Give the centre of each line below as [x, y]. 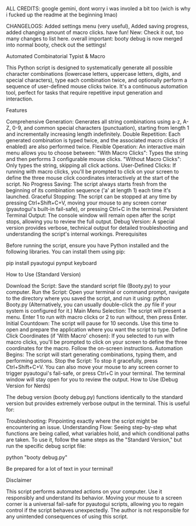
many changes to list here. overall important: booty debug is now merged [94, 38]
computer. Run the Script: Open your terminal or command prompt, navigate [98, 292]
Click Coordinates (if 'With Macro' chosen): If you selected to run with [90, 336]
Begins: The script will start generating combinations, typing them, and [92, 354]
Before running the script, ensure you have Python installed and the [87, 245]
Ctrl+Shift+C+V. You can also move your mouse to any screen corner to [92, 367]
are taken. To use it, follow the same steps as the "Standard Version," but [94, 440]
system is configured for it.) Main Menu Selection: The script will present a [96, 311]
